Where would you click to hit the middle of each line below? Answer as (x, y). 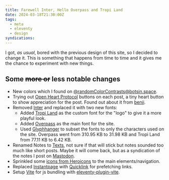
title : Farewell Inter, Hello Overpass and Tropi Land (64, 10)
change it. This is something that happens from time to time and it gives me (83, 58)
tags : (11, 19)
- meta (17, 24)
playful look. (33, 118)
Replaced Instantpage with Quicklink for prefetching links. (72, 166)
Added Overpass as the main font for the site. (67, 123)
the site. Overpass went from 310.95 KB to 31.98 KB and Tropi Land (90, 134)
